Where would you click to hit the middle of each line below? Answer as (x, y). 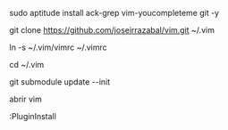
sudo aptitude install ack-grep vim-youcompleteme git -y (114, 13)
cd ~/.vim (27, 65)
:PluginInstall (33, 116)
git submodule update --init (60, 82)
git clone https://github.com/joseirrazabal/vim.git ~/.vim (112, 30)
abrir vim (25, 99)
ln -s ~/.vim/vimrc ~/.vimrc (58, 47)
